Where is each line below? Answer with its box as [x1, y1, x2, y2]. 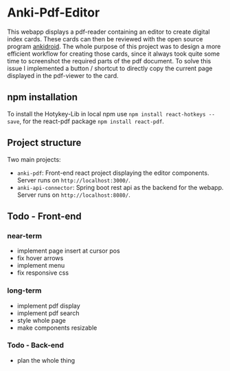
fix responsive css [16, 268, 69, 277]
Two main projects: [7, 155, 61, 163]
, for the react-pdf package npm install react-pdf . [19, 117, 165, 125]
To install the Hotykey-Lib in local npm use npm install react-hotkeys [7, 109, 206, 118]
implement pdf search [16, 308, 80, 317]
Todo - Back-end [7, 341, 64, 350]
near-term [7, 231, 43, 240]
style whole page [16, 316, 67, 324]
